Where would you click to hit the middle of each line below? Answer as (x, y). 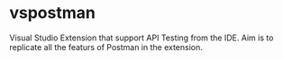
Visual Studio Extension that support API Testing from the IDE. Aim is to (141, 38)
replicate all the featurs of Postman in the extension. (106, 47)
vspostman (53, 13)
